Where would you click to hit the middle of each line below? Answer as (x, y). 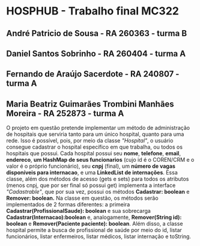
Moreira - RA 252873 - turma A (65, 113)
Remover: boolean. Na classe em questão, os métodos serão (82, 198)
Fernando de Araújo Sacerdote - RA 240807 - (93, 74)
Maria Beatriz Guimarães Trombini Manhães (90, 104)
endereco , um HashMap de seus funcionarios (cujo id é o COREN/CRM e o (100, 160)
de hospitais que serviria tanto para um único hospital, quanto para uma (95, 134)
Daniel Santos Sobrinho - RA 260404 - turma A (96, 53)
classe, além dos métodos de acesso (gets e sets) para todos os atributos (98, 179)
